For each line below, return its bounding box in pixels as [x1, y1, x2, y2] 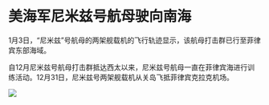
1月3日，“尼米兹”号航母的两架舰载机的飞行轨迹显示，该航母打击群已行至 [8, 35, 247, 45]
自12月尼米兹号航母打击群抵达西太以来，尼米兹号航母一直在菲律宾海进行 [8, 62, 248, 72]
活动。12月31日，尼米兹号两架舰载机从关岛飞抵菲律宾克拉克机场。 [14, 72, 234, 82]
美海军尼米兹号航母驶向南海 [8, 7, 192, 26]
